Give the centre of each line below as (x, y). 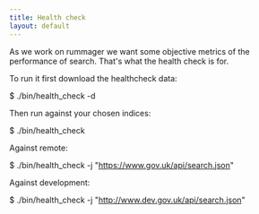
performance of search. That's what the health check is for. (119, 61)
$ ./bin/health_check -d (52, 96)
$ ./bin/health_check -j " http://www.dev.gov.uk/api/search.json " (127, 200)
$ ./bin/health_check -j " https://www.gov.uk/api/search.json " (122, 165)
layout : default (39, 26)
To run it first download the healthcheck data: (93, 78)
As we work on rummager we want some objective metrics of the (129, 51)
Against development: (50, 182)
